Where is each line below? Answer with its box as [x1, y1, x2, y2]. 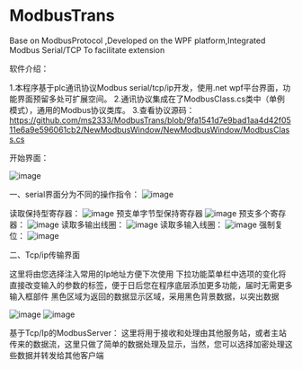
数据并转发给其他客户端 [16, 349, 104, 360]
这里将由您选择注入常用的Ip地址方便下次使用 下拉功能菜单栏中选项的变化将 [9, 268, 287, 279]
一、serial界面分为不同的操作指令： [9, 189, 140, 199]
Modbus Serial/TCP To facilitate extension [9, 44, 165, 55]
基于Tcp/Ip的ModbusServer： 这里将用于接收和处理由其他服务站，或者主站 [9, 327, 288, 338]
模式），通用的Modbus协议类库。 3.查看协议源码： [9, 104, 195, 115]
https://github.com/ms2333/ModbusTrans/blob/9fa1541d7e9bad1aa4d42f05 [9, 114, 292, 126]
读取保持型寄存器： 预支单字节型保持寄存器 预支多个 [9, 207, 271, 218]
